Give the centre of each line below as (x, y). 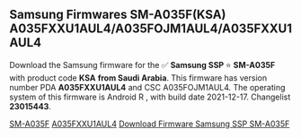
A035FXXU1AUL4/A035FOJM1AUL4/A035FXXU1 (150, 29)
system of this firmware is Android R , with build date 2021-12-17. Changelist (150, 97)
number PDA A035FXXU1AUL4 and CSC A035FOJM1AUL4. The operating (147, 87)
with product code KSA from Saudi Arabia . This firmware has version (138, 78)
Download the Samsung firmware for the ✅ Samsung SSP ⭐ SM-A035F (142, 65)
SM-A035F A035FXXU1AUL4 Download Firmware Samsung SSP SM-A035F (150, 124)
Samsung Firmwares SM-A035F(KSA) (118, 15)
